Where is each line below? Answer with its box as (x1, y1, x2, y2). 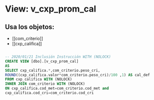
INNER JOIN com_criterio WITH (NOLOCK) (5, 82, 85, 86)
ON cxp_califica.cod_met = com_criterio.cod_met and (5, 86, 109, 91)
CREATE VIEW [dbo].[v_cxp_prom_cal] (5, 59, 79, 64)
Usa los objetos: (5, 23, 55, 31)
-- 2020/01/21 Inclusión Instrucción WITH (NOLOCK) (5, 54, 111, 59)
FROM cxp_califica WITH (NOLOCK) (5, 77, 72, 82)
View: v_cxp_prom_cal (5, 3, 97, 15)
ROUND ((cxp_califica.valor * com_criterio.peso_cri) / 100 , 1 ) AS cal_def (5, 72, 150, 77)
